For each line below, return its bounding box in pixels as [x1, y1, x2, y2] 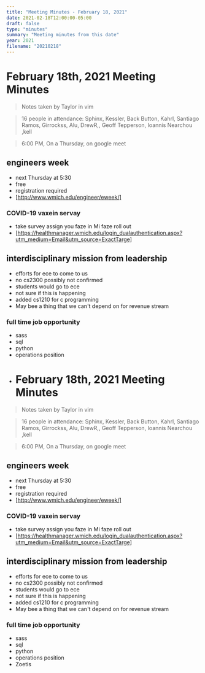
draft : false [6, 20, 40, 26]
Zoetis [15, 661, 32, 668]
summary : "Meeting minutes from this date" [6, 32, 120, 38]
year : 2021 [6, 37, 34, 44]
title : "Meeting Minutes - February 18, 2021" [6, 9, 128, 15]
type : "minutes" [6, 26, 48, 33]
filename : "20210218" [6, 44, 62, 50]
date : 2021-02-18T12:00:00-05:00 [6, 15, 92, 21]
